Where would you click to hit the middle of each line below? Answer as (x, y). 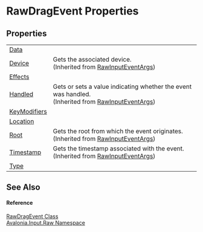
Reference (20, 202)
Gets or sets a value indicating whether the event (122, 87)
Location (22, 121)
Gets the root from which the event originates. (118, 131)
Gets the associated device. (92, 60)
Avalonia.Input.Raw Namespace (46, 222)
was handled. (72, 94)
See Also (23, 188)
